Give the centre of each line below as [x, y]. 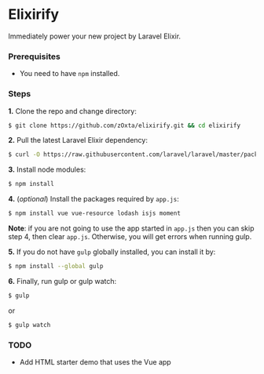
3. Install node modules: [47, 169]
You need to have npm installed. [70, 74]
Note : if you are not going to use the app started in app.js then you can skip [131, 228]
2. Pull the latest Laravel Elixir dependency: [78, 140]
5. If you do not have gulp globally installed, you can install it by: [112, 252]
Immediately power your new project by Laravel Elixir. [95, 36]
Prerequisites [34, 56]
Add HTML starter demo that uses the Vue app [95, 361]
